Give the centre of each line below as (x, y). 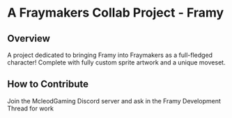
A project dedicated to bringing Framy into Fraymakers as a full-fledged (110, 55)
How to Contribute (48, 84)
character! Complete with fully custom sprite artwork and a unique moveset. (116, 62)
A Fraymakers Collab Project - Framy (116, 13)
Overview (29, 39)
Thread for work (31, 108)
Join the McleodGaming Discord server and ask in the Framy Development (114, 101)
